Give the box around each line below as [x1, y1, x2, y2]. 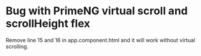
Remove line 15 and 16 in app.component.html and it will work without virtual [5, 36, 196, 43]
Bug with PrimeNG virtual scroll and [5, 4, 188, 18]
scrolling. [5, 43, 28, 50]
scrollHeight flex [5, 17, 91, 30]
